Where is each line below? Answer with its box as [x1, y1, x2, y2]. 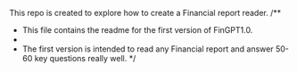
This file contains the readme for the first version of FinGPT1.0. [21, 25, 253, 35]
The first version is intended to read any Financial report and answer [21, 44, 274, 54]
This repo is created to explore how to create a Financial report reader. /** [9, 8, 282, 18]
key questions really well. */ [34, 53, 136, 63]
